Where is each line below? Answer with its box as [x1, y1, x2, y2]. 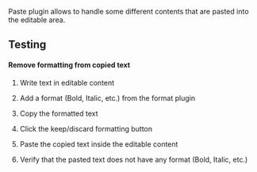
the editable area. [8, 15, 66, 25]
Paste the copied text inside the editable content [19, 139, 178, 149]
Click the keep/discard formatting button [19, 124, 153, 133]
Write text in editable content [19, 78, 115, 87]
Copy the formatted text [19, 109, 98, 118]
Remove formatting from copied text [8, 59, 131, 70]
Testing [8, 38, 47, 52]
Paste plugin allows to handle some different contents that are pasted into [8, 7, 249, 16]
